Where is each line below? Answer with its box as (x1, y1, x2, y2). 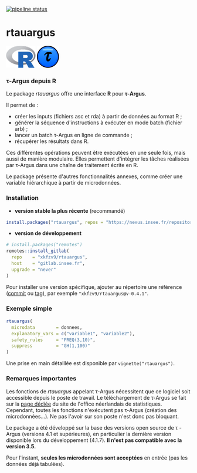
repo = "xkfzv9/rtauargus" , (11, 254, 88, 260)
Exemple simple (6, 304, 53, 312)
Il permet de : (6, 101, 38, 108)
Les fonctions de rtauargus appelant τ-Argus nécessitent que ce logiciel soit (6, 387, 191, 395)
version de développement (14, 230, 82, 237)
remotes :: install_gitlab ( (6, 248, 69, 254)
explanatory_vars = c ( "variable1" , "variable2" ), (11, 331, 135, 336)
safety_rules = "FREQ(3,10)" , (11, 337, 96, 343)
